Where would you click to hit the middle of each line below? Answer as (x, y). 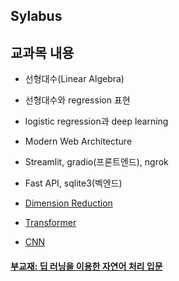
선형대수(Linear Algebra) (74, 79)
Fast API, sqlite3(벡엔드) (73, 183)
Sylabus (36, 16)
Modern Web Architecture (78, 141)
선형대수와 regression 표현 (77, 100)
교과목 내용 (42, 52)
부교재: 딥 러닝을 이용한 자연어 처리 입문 (86, 266)
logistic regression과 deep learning (96, 121)
